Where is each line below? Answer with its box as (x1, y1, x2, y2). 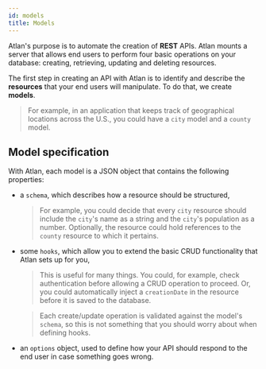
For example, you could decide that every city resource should (39, 206, 247, 216)
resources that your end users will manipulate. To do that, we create (8, 81, 233, 91)
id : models (8, 11, 44, 20)
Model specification (8, 145, 110, 159)
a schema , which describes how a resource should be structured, (19, 190, 230, 200)
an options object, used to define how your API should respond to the (19, 344, 248, 353)
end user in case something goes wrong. (19, 352, 154, 362)
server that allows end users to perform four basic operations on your (8, 49, 237, 59)
